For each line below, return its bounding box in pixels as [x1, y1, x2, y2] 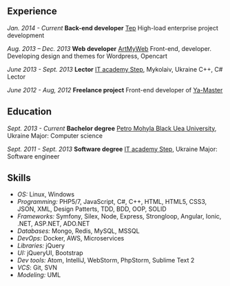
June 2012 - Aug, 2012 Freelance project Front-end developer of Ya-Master [7, 85, 223, 94]
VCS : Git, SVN [17, 263, 57, 272]
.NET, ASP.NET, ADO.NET [17, 220, 90, 228]
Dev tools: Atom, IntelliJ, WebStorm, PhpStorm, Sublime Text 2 [17, 256, 195, 265]
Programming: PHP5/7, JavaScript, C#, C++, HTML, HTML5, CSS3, [17, 198, 207, 206]
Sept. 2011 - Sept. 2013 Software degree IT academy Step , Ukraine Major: [7, 145, 218, 153]
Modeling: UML [17, 271, 61, 279]
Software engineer [7, 152, 60, 161]
